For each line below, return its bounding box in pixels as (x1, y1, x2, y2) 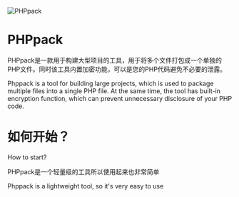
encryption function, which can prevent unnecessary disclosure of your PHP (7, 94, 233, 102)
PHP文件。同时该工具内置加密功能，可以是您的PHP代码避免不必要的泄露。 (7, 65, 227, 73)
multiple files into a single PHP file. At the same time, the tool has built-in (7, 86, 221, 95)
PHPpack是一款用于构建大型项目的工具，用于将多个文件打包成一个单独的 (7, 55, 223, 64)
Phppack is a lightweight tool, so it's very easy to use (7, 181, 164, 190)
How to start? (7, 153, 47, 161)
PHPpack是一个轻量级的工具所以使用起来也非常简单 (7, 167, 160, 176)
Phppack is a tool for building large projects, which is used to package (7, 79, 214, 87)
